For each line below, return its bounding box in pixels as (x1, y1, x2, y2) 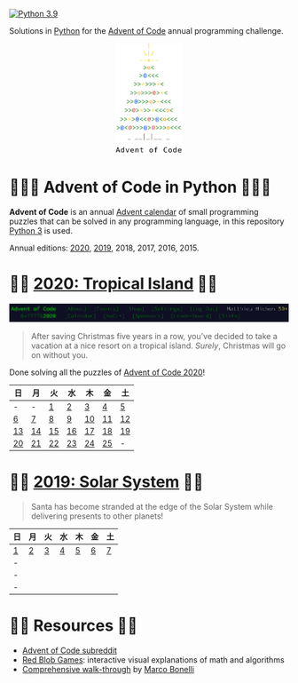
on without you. (30, 349, 89, 360)
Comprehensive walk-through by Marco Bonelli (21, 663, 195, 674)
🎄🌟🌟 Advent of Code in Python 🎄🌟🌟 (9, 178, 272, 197)
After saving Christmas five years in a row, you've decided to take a (30, 330, 278, 341)
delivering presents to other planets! (30, 511, 164, 521)
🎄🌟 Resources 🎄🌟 (9, 615, 138, 636)
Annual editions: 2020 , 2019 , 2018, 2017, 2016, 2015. (9, 242, 200, 253)
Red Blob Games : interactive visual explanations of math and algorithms (21, 654, 286, 665)
